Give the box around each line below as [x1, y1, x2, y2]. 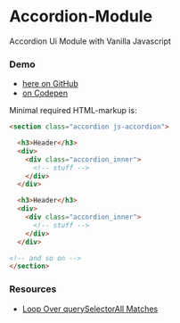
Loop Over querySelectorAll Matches [21, 303, 159, 314]
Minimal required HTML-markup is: [9, 105, 137, 116]
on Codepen [21, 87, 69, 99]
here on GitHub [21, 79, 78, 89]
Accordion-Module [9, 6, 153, 27]
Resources [9, 283, 57, 295]
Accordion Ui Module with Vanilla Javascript [9, 36, 172, 46]
